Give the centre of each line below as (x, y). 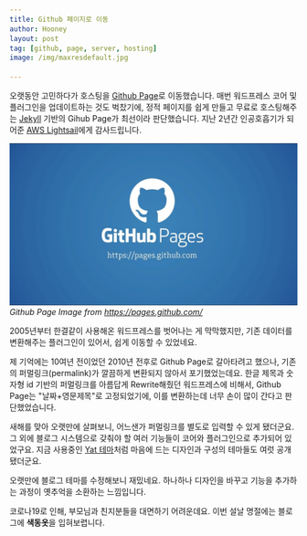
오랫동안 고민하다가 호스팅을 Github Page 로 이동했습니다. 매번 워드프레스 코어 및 (153, 95)
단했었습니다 (32, 407)
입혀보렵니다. (81, 522)
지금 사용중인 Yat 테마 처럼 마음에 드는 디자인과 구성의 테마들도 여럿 (155, 449)
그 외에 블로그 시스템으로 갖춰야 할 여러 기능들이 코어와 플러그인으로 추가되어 (146, 437)
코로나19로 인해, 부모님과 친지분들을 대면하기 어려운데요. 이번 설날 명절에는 (143, 510)
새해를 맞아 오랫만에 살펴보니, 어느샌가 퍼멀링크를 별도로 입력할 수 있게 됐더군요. (152, 426)
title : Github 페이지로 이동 (59, 19)
